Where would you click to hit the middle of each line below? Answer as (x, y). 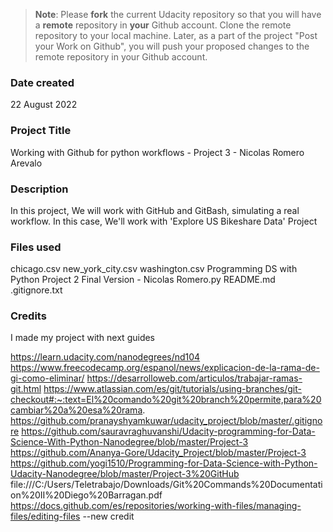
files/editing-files (45, 516)
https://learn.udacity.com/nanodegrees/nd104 (105, 357)
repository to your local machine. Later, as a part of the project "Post (176, 35)
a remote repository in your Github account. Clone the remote (163, 25)
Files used (36, 247)
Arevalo (26, 163)
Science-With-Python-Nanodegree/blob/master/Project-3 (129, 442)
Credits (28, 316)
